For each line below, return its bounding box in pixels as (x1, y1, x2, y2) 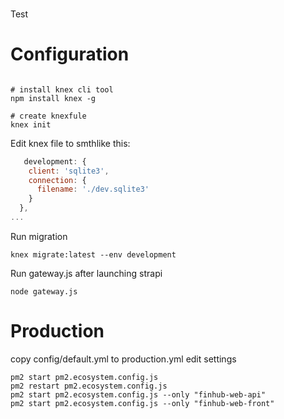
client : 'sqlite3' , (28, 166, 110, 176)
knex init (10, 119, 52, 130)
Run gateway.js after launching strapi (10, 267, 163, 279)
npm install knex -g (10, 93, 97, 103)
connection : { (28, 175, 87, 185)
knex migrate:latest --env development (10, 249, 177, 260)
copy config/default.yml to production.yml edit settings (10, 353, 237, 365)
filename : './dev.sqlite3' (36, 184, 150, 195)
